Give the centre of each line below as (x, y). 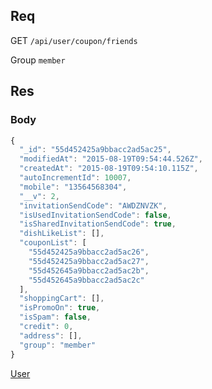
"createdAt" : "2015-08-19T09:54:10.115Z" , (109, 169)
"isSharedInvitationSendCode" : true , (98, 224)
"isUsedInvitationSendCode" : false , (95, 215)
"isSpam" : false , (55, 317)
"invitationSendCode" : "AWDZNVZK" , (93, 205)
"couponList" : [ (53, 243)
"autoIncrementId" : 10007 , (75, 178)
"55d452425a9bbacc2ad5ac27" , (89, 261)
